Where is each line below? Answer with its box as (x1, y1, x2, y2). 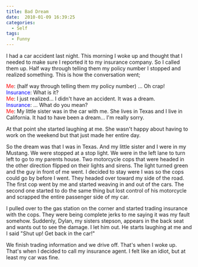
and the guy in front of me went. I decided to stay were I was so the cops (6, 168, 184, 175)
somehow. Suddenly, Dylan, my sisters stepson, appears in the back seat (6, 217, 184, 224)
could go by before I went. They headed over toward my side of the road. (6, 175, 184, 181)
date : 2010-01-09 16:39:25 (6, 14, 76, 20)
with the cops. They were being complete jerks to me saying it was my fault (6, 211, 190, 218)
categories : (6, 19, 35, 25)
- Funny (11, 36, 31, 42)
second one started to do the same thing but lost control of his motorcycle (6, 187, 187, 194)
